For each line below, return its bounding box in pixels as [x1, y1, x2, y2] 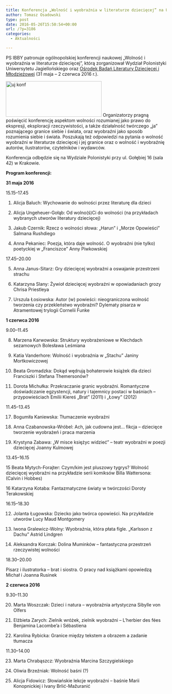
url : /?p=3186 [6, 27, 36, 32]
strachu [13, 271, 30, 277]
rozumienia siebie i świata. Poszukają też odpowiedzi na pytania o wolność [6, 134, 164, 140]
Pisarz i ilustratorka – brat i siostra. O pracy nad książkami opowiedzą [6, 566, 152, 573]
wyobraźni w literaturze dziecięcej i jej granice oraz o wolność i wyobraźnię [6, 139, 165, 145]
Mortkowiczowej [13, 357, 48, 364]
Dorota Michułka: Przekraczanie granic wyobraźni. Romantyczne [13, 383, 150, 389]
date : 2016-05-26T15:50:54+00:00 [6, 22, 77, 27]
